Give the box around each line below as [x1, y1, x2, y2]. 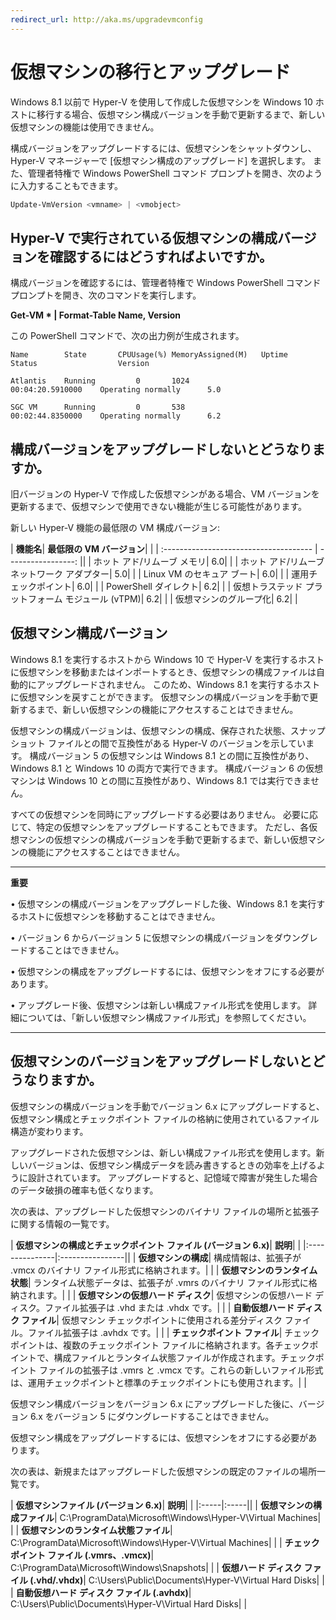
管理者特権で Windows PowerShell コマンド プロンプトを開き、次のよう [27, 167, 323, 179]
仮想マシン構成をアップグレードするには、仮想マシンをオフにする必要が [10, 1431, 309, 1443]
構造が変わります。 [10, 1125, 89, 1137]
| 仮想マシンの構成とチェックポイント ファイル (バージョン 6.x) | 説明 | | [10, 1239, 302, 1251]
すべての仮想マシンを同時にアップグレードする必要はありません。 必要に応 [10, 808, 318, 820]
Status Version [10, 359, 150, 369]
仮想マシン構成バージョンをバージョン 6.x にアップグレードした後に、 [10, 1397, 299, 1410]
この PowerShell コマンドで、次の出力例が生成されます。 [10, 330, 245, 342]
